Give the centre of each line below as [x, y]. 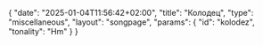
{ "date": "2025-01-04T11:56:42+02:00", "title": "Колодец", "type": [131, 13]
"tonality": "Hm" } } [44, 31]
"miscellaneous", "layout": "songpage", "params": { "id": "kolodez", [131, 22]
